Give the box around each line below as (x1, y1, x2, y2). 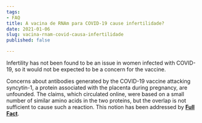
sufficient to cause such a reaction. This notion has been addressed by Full (6, 104, 195, 110)
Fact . (6, 110, 19, 117)
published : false (6, 37, 50, 43)
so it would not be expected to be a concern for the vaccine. (14, 66, 166, 73)
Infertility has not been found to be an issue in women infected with (6, 59, 175, 66)
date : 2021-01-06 (6, 26, 50, 32)
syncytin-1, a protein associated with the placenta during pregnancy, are (6, 84, 187, 91)
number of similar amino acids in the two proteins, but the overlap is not (6, 97, 187, 104)
